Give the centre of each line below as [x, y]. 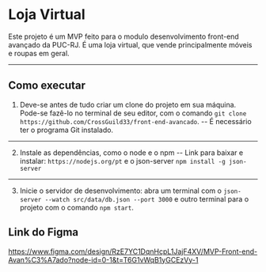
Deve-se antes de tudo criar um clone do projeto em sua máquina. [128, 104]
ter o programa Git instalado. [66, 130]
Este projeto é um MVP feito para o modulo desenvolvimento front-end [123, 36]
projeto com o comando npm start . [77, 207]
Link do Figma [44, 232]
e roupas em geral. [39, 53]
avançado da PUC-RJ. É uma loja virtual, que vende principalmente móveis [130, 44]
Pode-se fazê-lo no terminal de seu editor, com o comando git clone [133, 113]
